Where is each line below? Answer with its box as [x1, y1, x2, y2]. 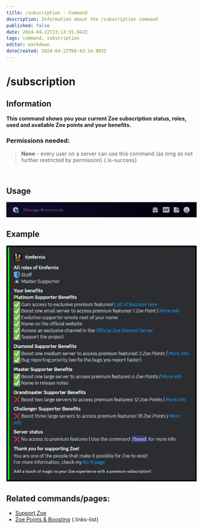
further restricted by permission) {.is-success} [21, 157, 137, 164]
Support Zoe [14, 510, 47, 517]
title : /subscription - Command [6, 10, 88, 16]
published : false [6, 22, 50, 28]
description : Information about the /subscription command [6, 16, 158, 22]
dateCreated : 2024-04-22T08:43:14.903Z [6, 48, 107, 54]
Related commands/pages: [6, 493, 111, 504]
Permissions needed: [6, 136, 70, 144]
